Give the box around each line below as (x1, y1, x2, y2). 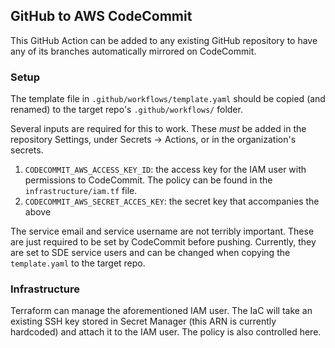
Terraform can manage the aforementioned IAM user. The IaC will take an (10, 305, 313, 317)
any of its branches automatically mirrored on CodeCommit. (10, 45, 257, 57)
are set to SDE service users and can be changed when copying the (10, 247, 291, 259)
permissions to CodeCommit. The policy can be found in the (24, 174, 273, 186)
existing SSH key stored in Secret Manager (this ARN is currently (10, 315, 277, 328)
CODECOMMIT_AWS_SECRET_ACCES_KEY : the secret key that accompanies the (24, 195, 320, 208)
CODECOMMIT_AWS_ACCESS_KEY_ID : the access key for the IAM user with (24, 164, 307, 176)
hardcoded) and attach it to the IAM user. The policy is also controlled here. (10, 326, 322, 338)
